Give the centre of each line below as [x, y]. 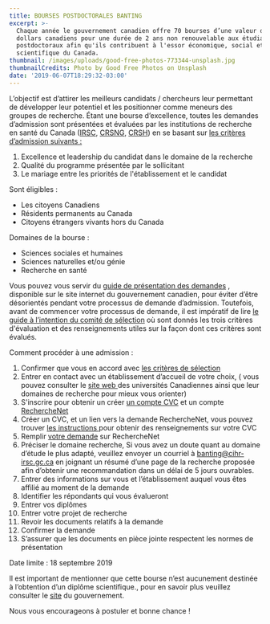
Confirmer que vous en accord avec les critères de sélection [121, 368]
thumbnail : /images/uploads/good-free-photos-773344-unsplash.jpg [122, 61]
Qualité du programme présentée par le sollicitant [103, 165]
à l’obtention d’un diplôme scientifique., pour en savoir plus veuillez [120, 586]
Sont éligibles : [34, 189]
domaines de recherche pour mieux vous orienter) [104, 394]
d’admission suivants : [46, 141]
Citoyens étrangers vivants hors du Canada [92, 222]
